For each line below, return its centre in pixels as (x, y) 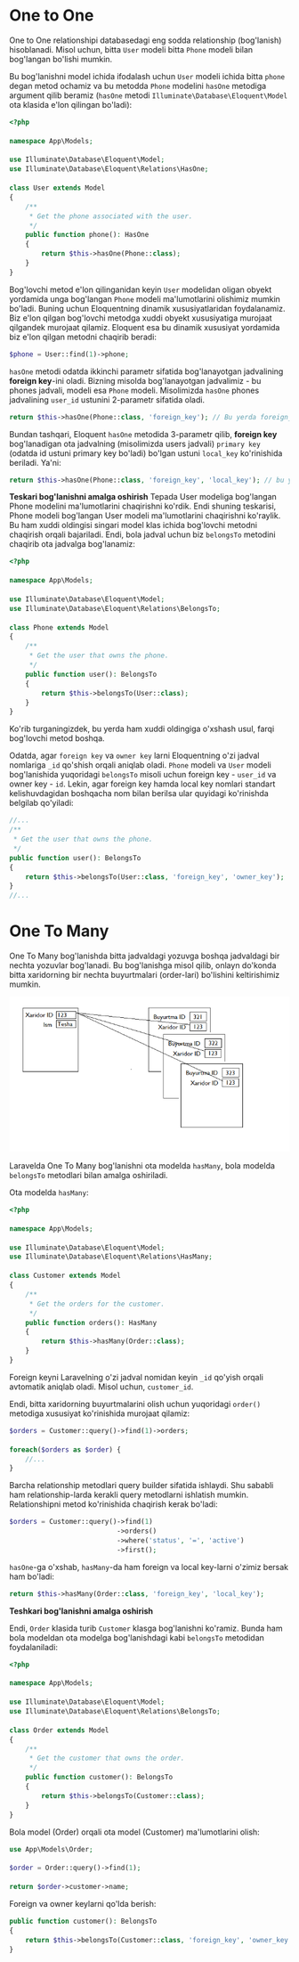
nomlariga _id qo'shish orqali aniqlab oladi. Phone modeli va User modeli (140, 765)
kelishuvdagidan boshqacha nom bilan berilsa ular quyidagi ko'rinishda (139, 794)
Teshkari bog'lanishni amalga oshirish (81, 1611)
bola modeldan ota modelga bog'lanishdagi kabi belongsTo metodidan (137, 1637)
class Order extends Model (59, 1730)
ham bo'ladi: (32, 1576)
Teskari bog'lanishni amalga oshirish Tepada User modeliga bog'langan (143, 497)
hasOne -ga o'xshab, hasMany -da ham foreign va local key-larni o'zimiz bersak (149, 1567)
